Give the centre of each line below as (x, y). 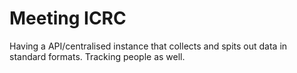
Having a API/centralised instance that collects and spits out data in (148, 46)
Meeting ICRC (68, 18)
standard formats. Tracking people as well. (97, 56)
